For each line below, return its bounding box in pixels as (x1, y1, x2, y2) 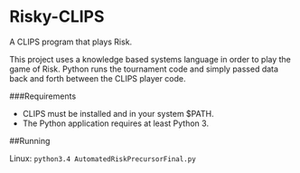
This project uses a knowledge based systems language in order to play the (9, 53, 292, 64)
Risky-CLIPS (9, 6, 105, 27)
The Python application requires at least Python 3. (22, 118, 210, 129)
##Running (9, 135, 51, 146)
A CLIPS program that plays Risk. (9, 36, 133, 47)
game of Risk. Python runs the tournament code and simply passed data (9, 63, 278, 74)
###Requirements (9, 91, 77, 101)
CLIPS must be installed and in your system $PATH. (22, 108, 214, 119)
